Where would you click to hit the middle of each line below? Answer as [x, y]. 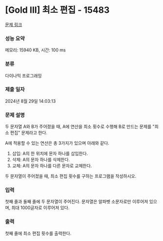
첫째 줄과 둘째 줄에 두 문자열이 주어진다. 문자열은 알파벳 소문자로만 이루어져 [77, 202]
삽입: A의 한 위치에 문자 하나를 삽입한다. [50, 154]
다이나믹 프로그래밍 [23, 75]
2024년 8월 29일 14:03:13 [31, 101]
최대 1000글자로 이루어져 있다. [41, 208]
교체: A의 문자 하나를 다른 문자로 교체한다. [52, 166]
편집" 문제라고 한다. [29, 133]
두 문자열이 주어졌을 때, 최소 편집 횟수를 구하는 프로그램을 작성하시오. [71, 176]
